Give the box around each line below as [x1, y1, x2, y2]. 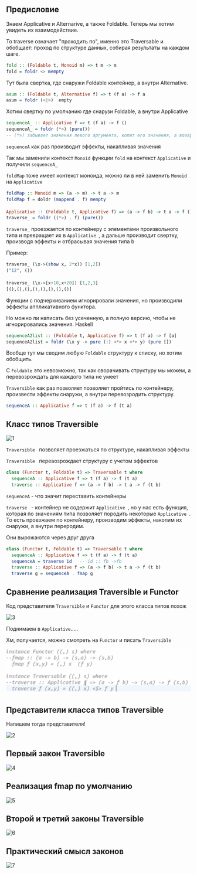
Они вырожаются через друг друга [6, 533, 95, 541]
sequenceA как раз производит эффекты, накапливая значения [6, 143, 161, 150]
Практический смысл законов [6, 846, 124, 856]
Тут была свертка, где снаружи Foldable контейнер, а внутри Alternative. [6, 79, 189, 86]
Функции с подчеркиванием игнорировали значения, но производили [6, 297, 182, 304]
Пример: [6, 249, 28, 257]
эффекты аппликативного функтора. [6, 303, 97, 310]
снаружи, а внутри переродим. [6, 522, 84, 529]
